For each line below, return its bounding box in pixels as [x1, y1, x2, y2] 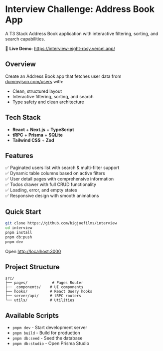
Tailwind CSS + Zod [12, 137, 54, 143]
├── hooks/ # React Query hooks [5, 289, 93, 294]
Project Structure [5, 263, 60, 271]
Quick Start [5, 207, 41, 216]
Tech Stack [5, 113, 41, 122]
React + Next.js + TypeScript [12, 126, 74, 133]
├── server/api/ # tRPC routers [5, 293, 81, 299]
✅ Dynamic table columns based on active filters [5, 171, 106, 176]
